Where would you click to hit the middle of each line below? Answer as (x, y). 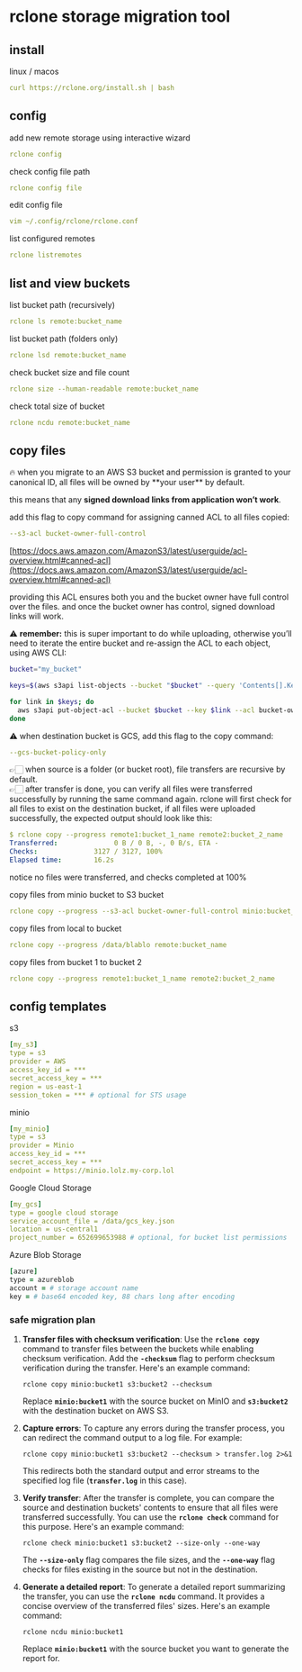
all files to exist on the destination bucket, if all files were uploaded (133, 809)
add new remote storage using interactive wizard (100, 138)
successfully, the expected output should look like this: (111, 818)
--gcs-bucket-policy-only (58, 752)
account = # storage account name (74, 1288)
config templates (58, 1006)
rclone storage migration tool (120, 17)
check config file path (50, 171)
